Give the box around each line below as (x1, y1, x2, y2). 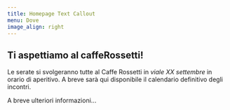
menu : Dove (7, 17, 39, 24)
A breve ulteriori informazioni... (7, 96, 97, 105)
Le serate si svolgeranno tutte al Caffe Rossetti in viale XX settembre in (7, 68, 212, 76)
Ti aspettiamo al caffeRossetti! (7, 49, 144, 61)
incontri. (7, 83, 32, 91)
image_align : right (7, 23, 65, 30)
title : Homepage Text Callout (7, 10, 96, 18)
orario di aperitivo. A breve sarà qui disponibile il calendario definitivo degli (7, 75, 223, 84)
